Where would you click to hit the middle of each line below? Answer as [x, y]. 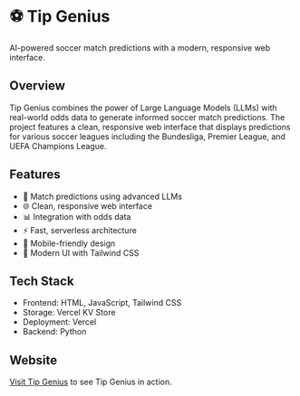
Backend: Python [54, 332]
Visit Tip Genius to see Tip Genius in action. [91, 382]
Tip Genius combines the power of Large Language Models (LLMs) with [144, 108]
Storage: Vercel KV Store [69, 313]
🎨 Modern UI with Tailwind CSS [81, 252]
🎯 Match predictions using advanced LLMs [102, 196]
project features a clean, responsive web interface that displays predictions [150, 127]
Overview [38, 86]
